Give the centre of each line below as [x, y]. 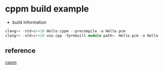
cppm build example [47, 9]
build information [29, 22]
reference [20, 51]
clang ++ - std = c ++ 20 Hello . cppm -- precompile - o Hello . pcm [65, 31]
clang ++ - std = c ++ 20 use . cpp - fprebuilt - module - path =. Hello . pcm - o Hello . [83, 35]
